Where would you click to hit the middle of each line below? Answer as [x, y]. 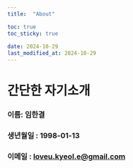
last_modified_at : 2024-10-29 [52, 53]
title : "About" [31, 14]
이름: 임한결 [26, 115]
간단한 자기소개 [49, 91]
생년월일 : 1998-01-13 [44, 136]
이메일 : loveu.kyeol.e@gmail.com [66, 156]
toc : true [22, 27]
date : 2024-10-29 [33, 47]
